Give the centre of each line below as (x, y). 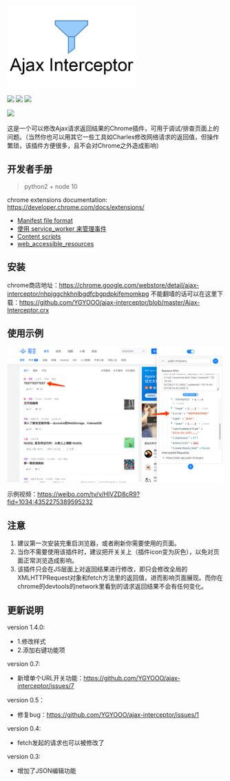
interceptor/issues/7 (45, 686)
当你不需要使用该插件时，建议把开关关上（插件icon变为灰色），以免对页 (118, 552)
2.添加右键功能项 (41, 650)
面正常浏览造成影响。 (47, 560)
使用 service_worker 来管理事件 (62, 228)
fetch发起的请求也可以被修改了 (61, 742)
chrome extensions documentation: (57, 200)
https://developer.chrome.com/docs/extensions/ (76, 207)
